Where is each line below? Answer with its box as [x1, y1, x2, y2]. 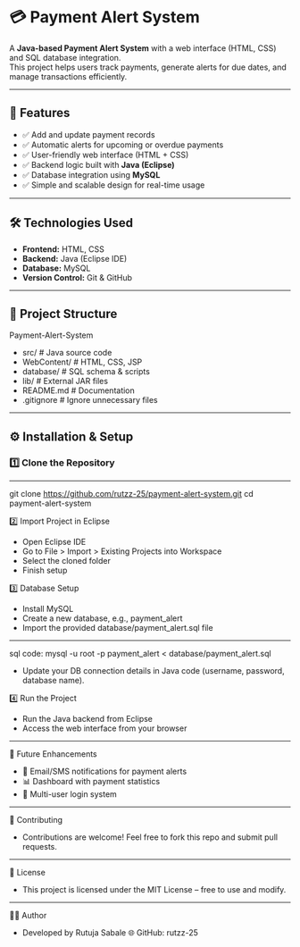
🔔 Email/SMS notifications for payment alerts [21, 766, 187, 777]
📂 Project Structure [9, 306, 118, 322]
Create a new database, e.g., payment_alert [21, 613, 183, 624]
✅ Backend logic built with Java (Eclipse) [21, 159, 176, 170]
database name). [21, 675, 85, 686]
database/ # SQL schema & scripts [21, 366, 150, 377]
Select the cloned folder [21, 556, 112, 566]
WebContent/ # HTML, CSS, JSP [21, 356, 143, 367]
